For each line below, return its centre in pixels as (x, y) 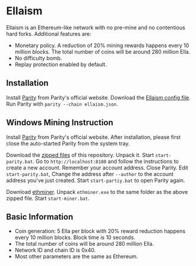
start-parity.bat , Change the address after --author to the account (90, 174)
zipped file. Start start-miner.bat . (48, 198)
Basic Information (40, 217)
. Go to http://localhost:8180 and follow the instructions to (106, 161)
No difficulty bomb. (38, 58)
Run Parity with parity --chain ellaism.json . (62, 104)
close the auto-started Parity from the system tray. (68, 143)
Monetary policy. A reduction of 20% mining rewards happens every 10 (102, 45)
